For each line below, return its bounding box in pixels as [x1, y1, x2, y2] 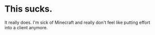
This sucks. [4, 3, 52, 15]
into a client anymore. [4, 24, 48, 30]
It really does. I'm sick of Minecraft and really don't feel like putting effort [4, 19, 151, 25]
